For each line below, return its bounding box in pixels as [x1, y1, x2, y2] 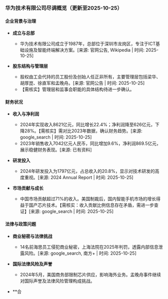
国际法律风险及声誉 [12, 261, 53, 267]
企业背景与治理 [5, 18, 36, 24]
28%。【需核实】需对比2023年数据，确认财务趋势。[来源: [24, 128, 143, 134]
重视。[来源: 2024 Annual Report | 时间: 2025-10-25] [24, 175, 134, 181]
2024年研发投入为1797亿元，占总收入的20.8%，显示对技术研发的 [20, 168, 155, 174]
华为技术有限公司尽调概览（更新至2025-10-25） [5, 4, 123, 11]
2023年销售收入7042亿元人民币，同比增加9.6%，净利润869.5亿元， [20, 140, 161, 146]
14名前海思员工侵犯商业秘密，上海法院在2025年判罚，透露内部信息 [20, 244, 159, 250]
